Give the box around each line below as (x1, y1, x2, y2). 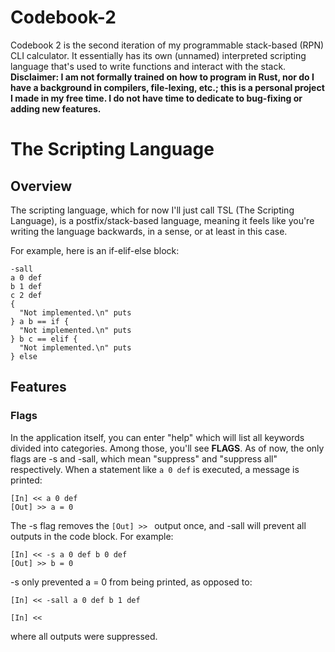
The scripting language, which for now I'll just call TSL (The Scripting (10, 204, 295, 216)
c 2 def (10, 290, 43, 300)
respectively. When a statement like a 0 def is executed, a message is (10, 463, 300, 475)
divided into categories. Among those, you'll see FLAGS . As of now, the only (10, 442, 325, 454)
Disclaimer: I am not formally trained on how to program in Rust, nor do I (10, 71, 315, 83)
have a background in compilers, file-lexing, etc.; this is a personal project (10, 81, 325, 93)
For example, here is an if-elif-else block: (10, 244, 180, 256)
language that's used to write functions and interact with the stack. (10, 60, 287, 72)
